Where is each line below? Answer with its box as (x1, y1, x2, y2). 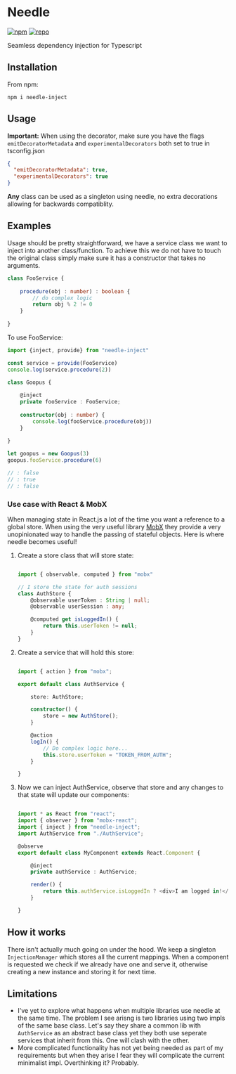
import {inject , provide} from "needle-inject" (7, 347, 150, 354)
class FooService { (7, 275, 65, 282)
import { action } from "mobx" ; (17, 668, 112, 675)
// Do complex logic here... (43, 744, 129, 752)
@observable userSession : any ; (30, 603, 125, 610)
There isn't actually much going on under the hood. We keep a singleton (7, 945, 216, 953)
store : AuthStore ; (30, 693, 84, 700)
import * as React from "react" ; (17, 810, 116, 817)
